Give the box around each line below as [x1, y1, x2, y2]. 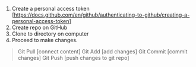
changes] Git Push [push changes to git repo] [17, 55, 129, 61]
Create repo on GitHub [11, 24, 68, 31]
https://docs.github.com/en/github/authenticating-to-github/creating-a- [14, 11, 190, 18]
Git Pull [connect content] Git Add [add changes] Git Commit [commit [17, 48, 188, 55]
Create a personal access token [11, 5, 90, 12]
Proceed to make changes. [11, 37, 78, 43]
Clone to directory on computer [11, 30, 89, 37]
